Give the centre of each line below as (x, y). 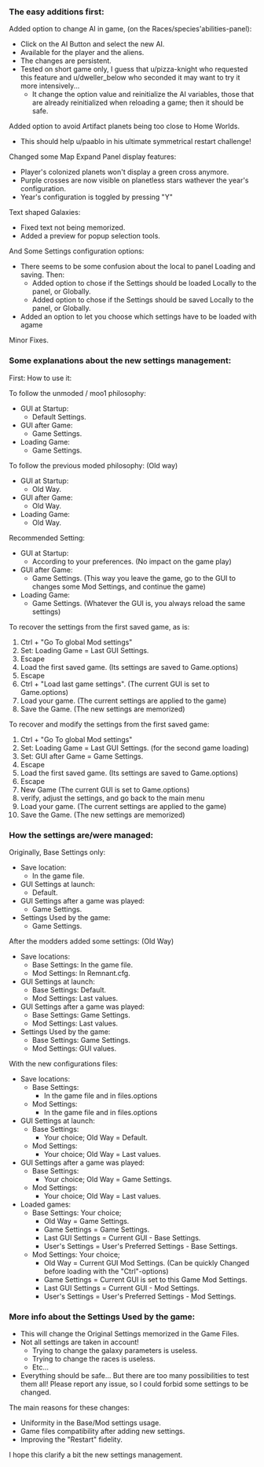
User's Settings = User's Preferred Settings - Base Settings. (141, 1246)
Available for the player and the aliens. (82, 53)
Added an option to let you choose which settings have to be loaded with (138, 316)
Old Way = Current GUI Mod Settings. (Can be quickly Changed (147, 1262)
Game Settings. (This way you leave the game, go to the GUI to (134, 578)
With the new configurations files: (64, 1063)
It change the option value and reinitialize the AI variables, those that (143, 94)
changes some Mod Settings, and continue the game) (119, 586)
